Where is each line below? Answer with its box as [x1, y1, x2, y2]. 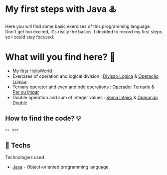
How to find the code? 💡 [5, 114, 81, 123]
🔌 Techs [5, 141, 31, 150]
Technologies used [5, 155, 44, 161]
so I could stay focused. [5, 34, 55, 40]
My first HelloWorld [12, 68, 52, 74]
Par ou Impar [12, 89, 39, 95]
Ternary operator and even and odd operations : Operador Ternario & [12, 84, 155, 90]
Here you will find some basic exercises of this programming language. [5, 23, 151, 29]
